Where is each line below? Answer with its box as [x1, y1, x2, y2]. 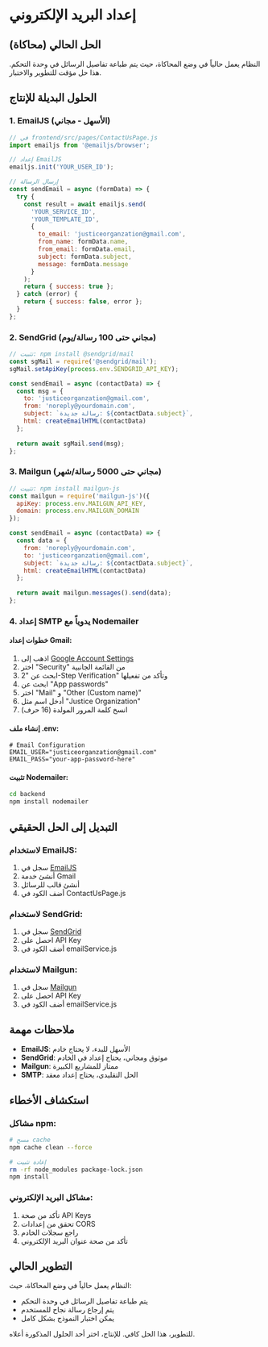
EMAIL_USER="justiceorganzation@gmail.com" [9, 749, 158, 757]
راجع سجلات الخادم [20, 1228, 79, 1237]
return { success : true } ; [23, 282, 114, 291]
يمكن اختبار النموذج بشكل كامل [20, 1313, 115, 1324]
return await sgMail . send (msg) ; [16, 440, 126, 448]
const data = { [16, 536, 68, 545]
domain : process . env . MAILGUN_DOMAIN [16, 507, 139, 515]
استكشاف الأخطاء [9, 1093, 89, 1107]
